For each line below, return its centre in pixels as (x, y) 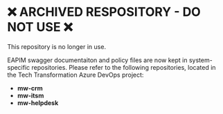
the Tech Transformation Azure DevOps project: (75, 75)
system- (200, 60)
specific (19, 67)
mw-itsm (30, 95)
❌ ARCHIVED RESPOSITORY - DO (104, 12)
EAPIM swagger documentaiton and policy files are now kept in (97, 60)
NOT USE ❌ (40, 27)
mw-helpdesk (38, 103)
